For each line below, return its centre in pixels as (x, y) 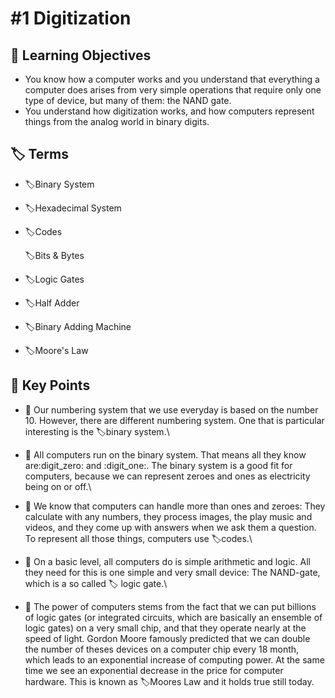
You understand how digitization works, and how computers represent (169, 111)
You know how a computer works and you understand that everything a (172, 79)
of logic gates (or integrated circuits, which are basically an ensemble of (173, 617)
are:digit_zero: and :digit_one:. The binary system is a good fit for (158, 465)
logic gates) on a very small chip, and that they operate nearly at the (165, 628)
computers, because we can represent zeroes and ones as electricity (167, 476)
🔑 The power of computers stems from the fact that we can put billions (170, 606)
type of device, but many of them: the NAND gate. (128, 100)
